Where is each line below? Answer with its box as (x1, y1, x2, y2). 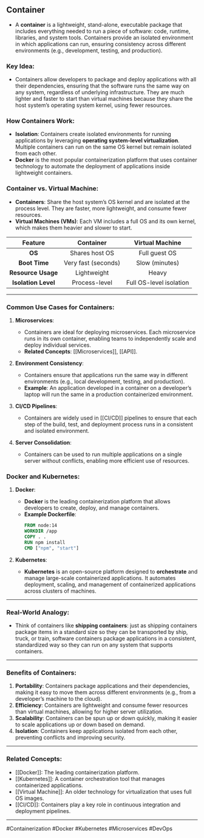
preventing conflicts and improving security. (15, 734, 126, 741)
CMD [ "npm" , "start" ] (24, 545, 79, 551)
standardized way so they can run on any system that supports (15, 641, 173, 649)
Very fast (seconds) (63, 258, 120, 267)
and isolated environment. (24, 428, 90, 434)
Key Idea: (6, 62, 35, 70)
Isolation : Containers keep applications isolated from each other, (15, 727, 178, 735)
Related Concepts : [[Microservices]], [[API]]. (24, 348, 138, 355)
